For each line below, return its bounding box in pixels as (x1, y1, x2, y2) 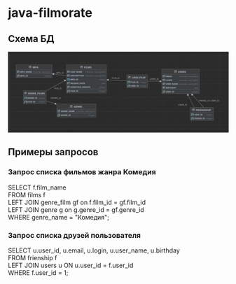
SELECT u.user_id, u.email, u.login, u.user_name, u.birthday (8, 246, 181, 255)
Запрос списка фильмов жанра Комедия (8, 167, 156, 177)
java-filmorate (8, 5, 93, 21)
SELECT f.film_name (8, 183, 67, 192)
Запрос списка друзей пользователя (8, 230, 141, 240)
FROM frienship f (8, 254, 57, 262)
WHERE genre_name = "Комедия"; (8, 213, 109, 221)
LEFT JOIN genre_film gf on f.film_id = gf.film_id (8, 198, 146, 206)
